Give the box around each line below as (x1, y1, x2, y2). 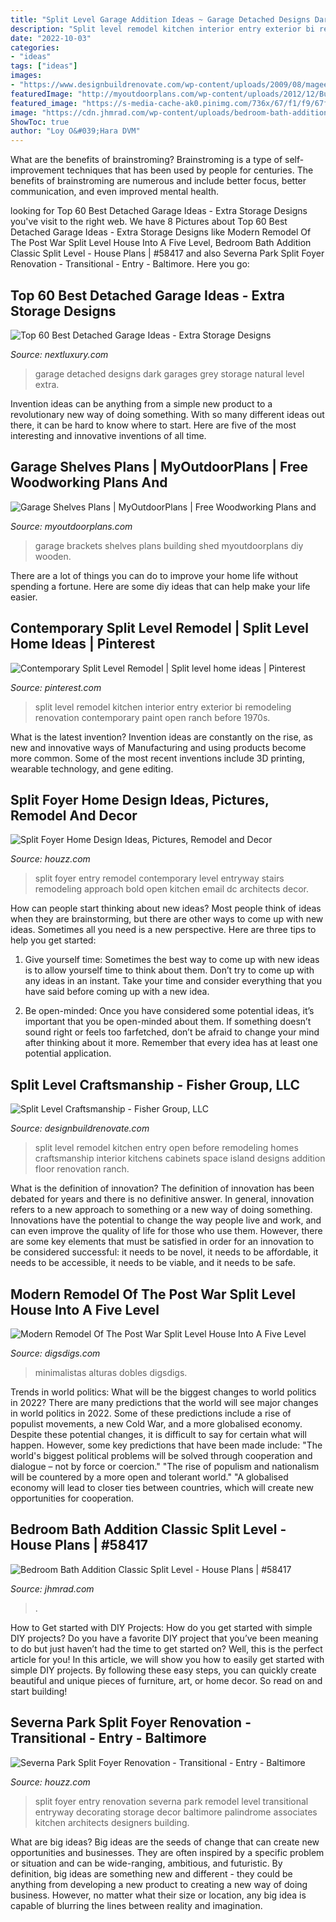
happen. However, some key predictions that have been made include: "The (10, 1439, 323, 1451)
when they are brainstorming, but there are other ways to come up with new (10, 913, 324, 925)
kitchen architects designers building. (34, 1816, 190, 1828)
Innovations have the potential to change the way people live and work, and (10, 1214, 322, 1226)
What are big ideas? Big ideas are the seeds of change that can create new (10, 1836, 320, 1848)
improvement (10, 164, 65, 176)
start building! (10, 1685, 68, 1697)
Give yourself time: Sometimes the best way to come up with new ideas (24, 954, 320, 966)
